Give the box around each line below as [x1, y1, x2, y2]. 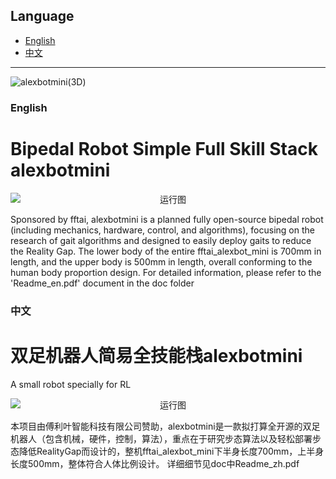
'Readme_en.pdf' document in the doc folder [10, 277, 195, 289]
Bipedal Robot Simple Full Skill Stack [10, 137, 318, 160]
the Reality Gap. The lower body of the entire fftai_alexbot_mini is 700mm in [10, 245, 322, 257]
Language [10, 8, 75, 25]
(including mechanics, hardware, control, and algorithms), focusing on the [10, 224, 315, 236]
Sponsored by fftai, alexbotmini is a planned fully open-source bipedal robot [10, 213, 324, 225]
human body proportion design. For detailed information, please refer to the [10, 266, 322, 278]
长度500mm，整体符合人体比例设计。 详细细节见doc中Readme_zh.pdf [10, 457, 300, 469]
